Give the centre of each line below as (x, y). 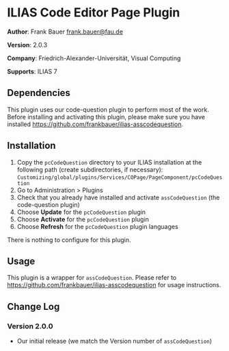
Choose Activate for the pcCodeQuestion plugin (83, 219)
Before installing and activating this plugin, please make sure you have (106, 117)
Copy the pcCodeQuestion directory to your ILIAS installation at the (109, 162)
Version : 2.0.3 (27, 45)
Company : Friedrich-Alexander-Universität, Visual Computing (94, 58)
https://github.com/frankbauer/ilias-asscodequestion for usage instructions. (114, 285)
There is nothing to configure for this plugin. (69, 240)
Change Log (33, 306)
